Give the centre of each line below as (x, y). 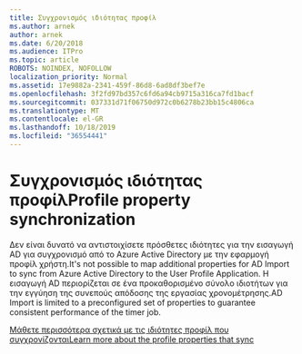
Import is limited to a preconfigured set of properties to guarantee (133, 302)
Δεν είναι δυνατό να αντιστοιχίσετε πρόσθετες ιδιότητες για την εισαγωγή (151, 244)
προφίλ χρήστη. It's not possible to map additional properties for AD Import (150, 263)
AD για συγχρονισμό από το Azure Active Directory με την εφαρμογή (140, 254)
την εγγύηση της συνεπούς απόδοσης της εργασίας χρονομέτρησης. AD (146, 292)
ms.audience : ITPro (46, 52)
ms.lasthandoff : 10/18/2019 (63, 128)
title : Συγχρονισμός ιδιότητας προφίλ (83, 18)
